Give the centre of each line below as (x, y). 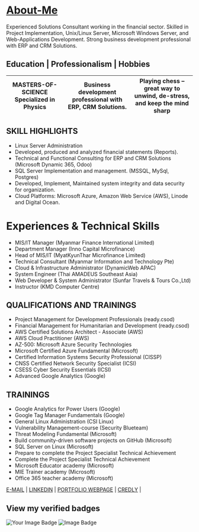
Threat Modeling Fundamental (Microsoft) (66, 434)
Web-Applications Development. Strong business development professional (99, 39)
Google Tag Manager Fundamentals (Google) (70, 415)
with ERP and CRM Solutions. (42, 46)
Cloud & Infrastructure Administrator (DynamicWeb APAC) (85, 268)
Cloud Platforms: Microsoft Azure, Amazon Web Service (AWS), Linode (101, 196)
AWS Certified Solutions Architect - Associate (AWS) (79, 332)
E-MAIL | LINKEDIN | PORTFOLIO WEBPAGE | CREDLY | (74, 490)
